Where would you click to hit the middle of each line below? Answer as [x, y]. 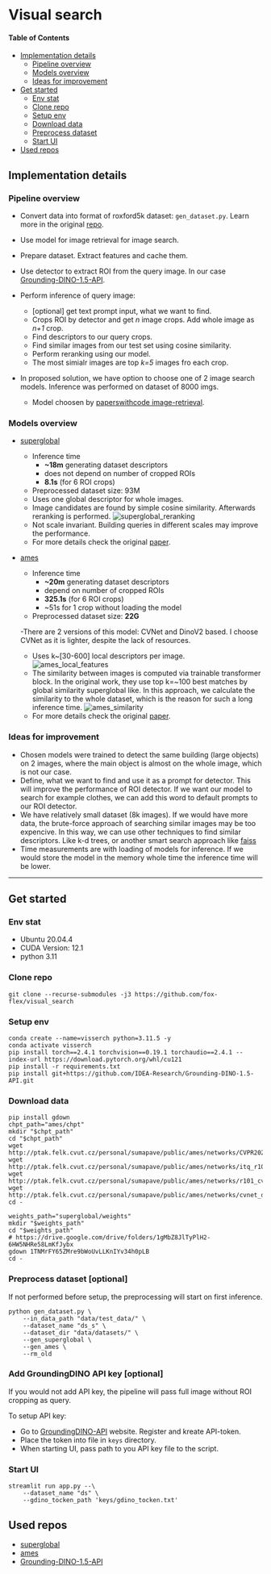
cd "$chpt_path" [35, 1139]
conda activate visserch [50, 1045]
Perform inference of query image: [77, 295]
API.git [21, 1080]
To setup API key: [38, 1415]
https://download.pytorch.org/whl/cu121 [113, 1059]
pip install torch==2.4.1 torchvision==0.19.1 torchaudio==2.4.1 [120, 1052]
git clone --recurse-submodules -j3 [70, 994]
